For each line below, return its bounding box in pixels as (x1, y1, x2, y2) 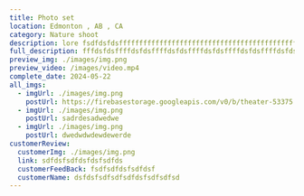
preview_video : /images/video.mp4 (9, 64, 140, 73)
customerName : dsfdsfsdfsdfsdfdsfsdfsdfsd (17, 173, 180, 182)
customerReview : (9, 139, 71, 148)
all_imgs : (9, 80, 47, 89)
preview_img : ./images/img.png (9, 55, 128, 64)
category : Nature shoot (9, 30, 100, 39)
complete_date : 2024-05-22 (9, 72, 111, 81)
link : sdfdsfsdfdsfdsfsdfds (17, 155, 124, 165)
